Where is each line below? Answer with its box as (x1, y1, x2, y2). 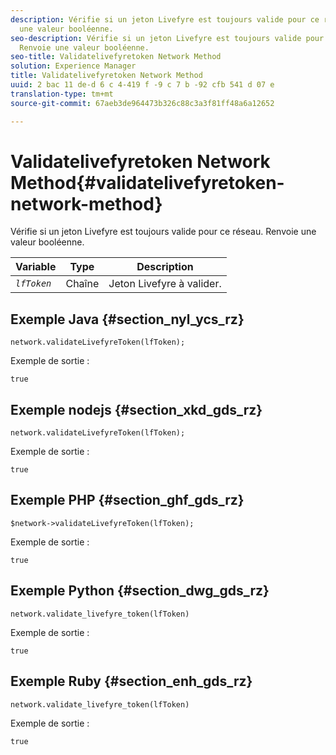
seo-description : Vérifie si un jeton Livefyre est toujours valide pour (10, 33, 325, 43)
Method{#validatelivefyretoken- (10, 171, 285, 194)
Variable (15, 260, 57, 274)
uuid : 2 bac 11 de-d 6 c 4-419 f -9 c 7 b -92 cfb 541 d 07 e (10, 80, 275, 90)
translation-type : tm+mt (10, 89, 114, 99)
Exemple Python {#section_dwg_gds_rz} (10, 582, 270, 600)
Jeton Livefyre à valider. (108, 277, 222, 291)
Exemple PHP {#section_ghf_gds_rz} (10, 492, 245, 509)
